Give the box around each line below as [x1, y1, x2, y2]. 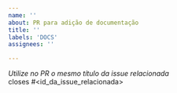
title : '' [8, 26, 41, 34]
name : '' [8, 11, 37, 20]
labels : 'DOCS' [8, 33, 58, 41]
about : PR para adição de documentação [8, 19, 139, 27]
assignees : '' [8, 41, 55, 48]
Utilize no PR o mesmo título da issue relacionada [8, 69, 169, 78]
